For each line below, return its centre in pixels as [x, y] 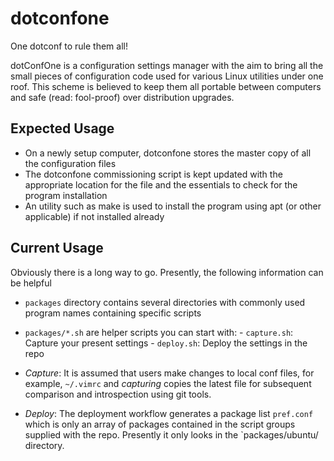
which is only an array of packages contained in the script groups [160, 424]
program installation [66, 195]
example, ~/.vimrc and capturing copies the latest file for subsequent [168, 383]
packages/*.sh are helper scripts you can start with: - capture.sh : [159, 332]
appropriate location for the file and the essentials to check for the [161, 184]
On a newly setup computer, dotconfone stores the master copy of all [168, 153]
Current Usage [57, 248]
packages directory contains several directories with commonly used [165, 302]
